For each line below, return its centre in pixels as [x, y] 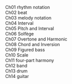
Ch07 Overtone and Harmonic [36, 39]
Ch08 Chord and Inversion [33, 44]
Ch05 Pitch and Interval [30, 28]
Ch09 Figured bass [25, 50]
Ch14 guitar [17, 76]
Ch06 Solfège [20, 34]
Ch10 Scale [17, 55]
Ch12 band [16, 65]
